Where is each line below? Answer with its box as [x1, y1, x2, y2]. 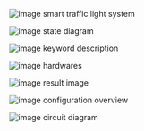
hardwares [43, 61, 82, 70]
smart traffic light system [43, 9, 136, 19]
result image [43, 78, 89, 88]
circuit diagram [43, 112, 98, 122]
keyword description [43, 43, 119, 53]
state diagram [43, 26, 94, 36]
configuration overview [43, 94, 129, 105]
